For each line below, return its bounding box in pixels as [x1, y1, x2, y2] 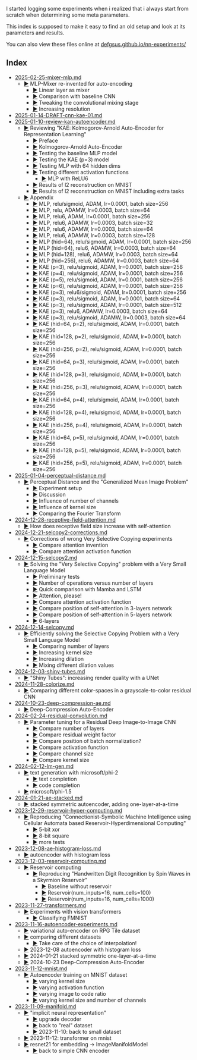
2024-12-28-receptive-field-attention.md [14, 516, 116, 523]
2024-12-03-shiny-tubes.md [14, 667, 85, 675]
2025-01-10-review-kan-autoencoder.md [14, 118, 116, 125]
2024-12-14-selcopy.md [14, 623, 74, 631]
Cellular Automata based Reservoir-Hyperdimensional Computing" [23, 819, 186, 826]
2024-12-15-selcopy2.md [14, 554, 77, 561]
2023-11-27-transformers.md [14, 901, 87, 909]
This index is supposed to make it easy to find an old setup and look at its [6, 23, 186, 30]
